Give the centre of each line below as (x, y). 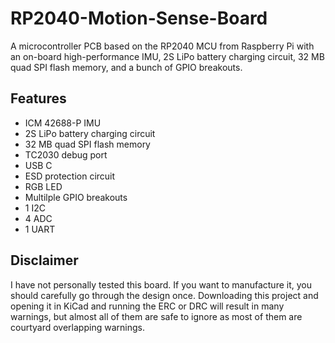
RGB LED (43, 186)
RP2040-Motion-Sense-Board (139, 18)
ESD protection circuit (70, 176)
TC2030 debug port (66, 154)
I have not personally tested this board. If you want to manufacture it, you (161, 284)
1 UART (40, 229)
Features (38, 98)
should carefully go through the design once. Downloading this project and (164, 295)
